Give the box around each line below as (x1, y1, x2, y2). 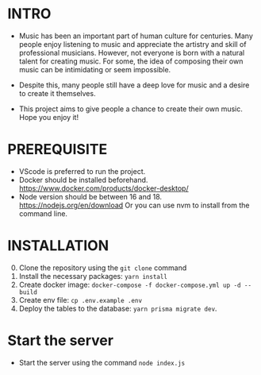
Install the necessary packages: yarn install (18, 271, 168, 280)
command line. (18, 208, 68, 218)
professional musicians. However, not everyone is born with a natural (18, 48, 245, 57)
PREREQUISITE (7, 141, 108, 159)
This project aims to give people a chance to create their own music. (18, 104, 243, 114)
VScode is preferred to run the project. (18, 166, 146, 176)
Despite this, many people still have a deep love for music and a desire (18, 80, 250, 90)
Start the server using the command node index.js (18, 358, 186, 367)
